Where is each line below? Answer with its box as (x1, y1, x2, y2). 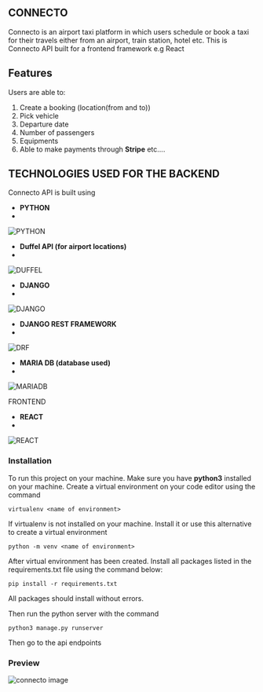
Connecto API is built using (8, 188, 96, 197)
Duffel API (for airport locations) (19, 242, 127, 251)
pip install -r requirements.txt (8, 580, 118, 588)
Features (8, 67, 53, 80)
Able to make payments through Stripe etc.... (19, 145, 166, 154)
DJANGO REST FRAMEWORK (19, 320, 117, 329)
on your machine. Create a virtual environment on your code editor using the (8, 481, 256, 491)
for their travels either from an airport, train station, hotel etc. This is (8, 35, 228, 45)
